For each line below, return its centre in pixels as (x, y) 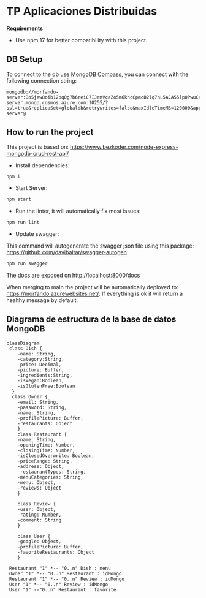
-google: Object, (40, 541)
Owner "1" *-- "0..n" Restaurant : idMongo (65, 573)
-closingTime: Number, (46, 450)
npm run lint (23, 222)
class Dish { (26, 348)
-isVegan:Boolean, (41, 380)
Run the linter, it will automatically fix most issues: (78, 211)
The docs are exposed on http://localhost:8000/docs (73, 275)
